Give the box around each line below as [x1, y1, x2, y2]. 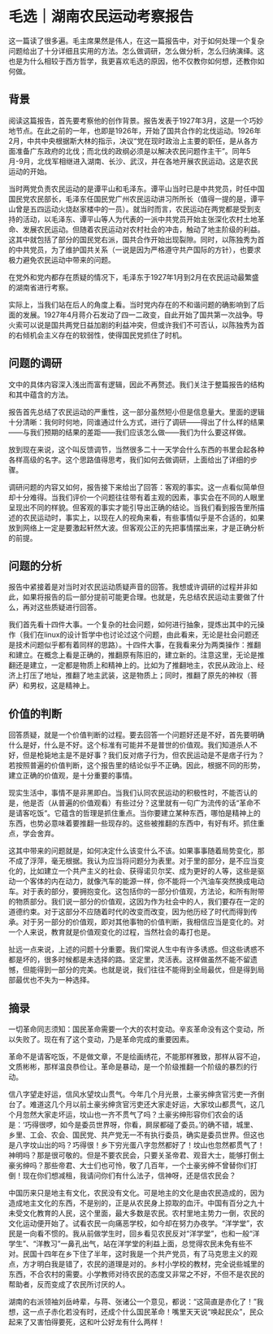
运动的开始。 [8, 166, 51, 176]
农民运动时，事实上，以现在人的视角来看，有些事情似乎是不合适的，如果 [22, 512, 265, 522]
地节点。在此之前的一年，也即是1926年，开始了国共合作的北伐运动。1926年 [8, 125, 262, 135]
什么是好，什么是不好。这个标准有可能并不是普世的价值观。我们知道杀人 [8, 740, 250, 750]
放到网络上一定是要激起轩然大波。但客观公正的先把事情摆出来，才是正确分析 [8, 522, 265, 533]
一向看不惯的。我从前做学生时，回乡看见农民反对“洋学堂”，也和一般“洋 [22, 1229, 260, 1238]
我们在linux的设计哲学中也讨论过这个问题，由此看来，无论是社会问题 [22, 630, 252, 639]
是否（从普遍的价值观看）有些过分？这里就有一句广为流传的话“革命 [29, 798, 254, 808]
